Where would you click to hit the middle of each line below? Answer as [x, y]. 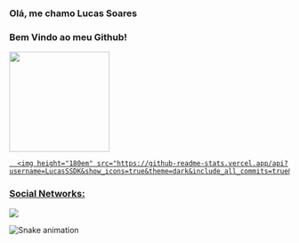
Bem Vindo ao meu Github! [68, 36]
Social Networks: [47, 194]
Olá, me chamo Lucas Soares [73, 13]
